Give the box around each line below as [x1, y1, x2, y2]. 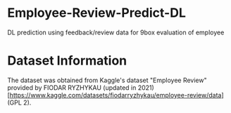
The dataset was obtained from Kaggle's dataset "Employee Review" [7, 76, 208, 84]
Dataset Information [7, 53, 127, 69]
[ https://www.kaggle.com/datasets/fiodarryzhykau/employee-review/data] [7, 91, 224, 99]
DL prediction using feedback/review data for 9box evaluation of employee [7, 28, 225, 36]
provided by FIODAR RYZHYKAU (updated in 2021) [7, 83, 155, 92]
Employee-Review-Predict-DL [7, 5, 187, 21]
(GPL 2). [7, 98, 32, 107]
